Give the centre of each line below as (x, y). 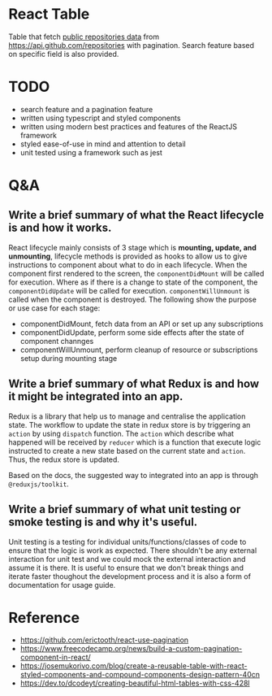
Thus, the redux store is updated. (64, 459)
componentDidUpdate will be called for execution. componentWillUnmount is (129, 290)
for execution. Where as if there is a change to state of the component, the (133, 282)
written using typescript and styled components (100, 118)
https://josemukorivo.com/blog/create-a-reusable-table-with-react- (134, 666)
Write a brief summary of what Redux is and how (134, 384)
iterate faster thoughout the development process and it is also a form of (130, 576)
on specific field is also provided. (64, 54)
